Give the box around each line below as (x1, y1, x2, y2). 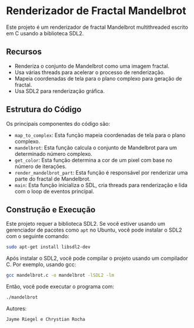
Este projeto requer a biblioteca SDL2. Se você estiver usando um (6, 220, 166, 227)
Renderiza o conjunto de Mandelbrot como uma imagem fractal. (14, 62, 169, 69)
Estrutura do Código (6, 105, 82, 115)
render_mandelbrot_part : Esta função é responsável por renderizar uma (14, 169, 188, 176)
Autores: (6, 305, 27, 312)
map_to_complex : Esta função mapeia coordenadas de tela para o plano (14, 131, 186, 139)
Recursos (6, 47, 42, 57)
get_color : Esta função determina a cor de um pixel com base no (14, 156, 172, 163)
